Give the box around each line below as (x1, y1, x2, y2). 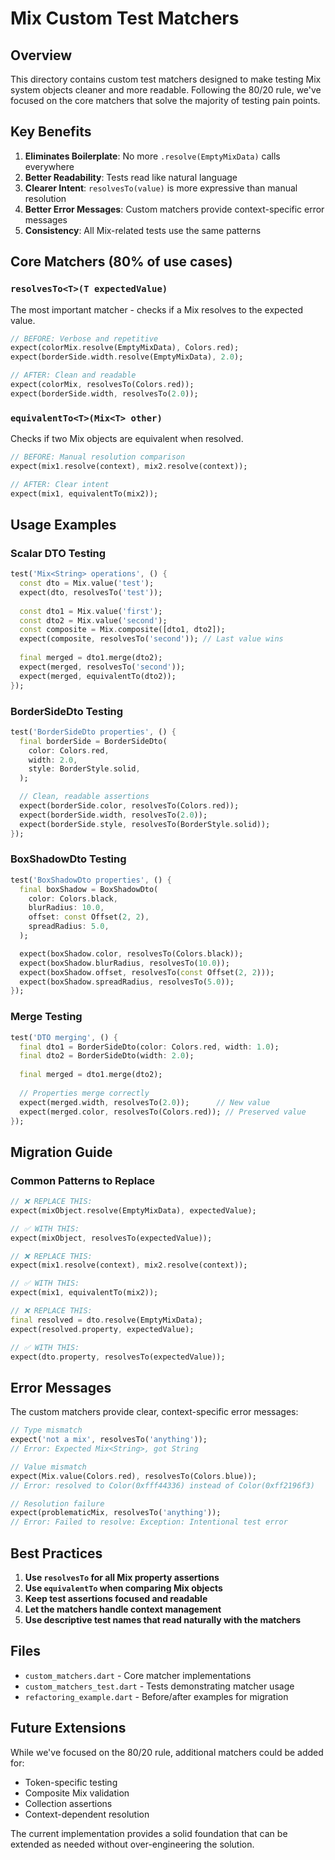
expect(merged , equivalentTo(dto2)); (19, 671, 177, 681)
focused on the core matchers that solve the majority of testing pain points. (10, 95, 321, 106)
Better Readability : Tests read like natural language (24, 171, 238, 183)
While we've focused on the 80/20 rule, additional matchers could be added (10, 1746, 324, 1758)
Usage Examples (10, 516, 117, 533)
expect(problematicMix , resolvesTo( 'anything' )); (10, 1508, 222, 1518)
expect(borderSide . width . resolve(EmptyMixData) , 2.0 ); (10, 352, 244, 362)
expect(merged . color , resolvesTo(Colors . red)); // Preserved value (19, 1107, 307, 1117)
